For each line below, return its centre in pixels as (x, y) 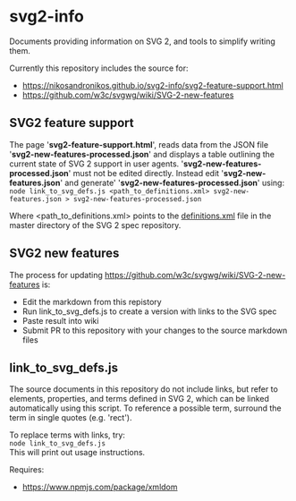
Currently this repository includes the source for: (99, 68)
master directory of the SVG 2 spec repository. (95, 225)
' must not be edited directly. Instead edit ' (146, 173)
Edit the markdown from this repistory (92, 301)
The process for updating (56, 275)
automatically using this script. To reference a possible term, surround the (145, 408)
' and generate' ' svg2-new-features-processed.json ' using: (172, 183)
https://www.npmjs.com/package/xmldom (100, 487)
